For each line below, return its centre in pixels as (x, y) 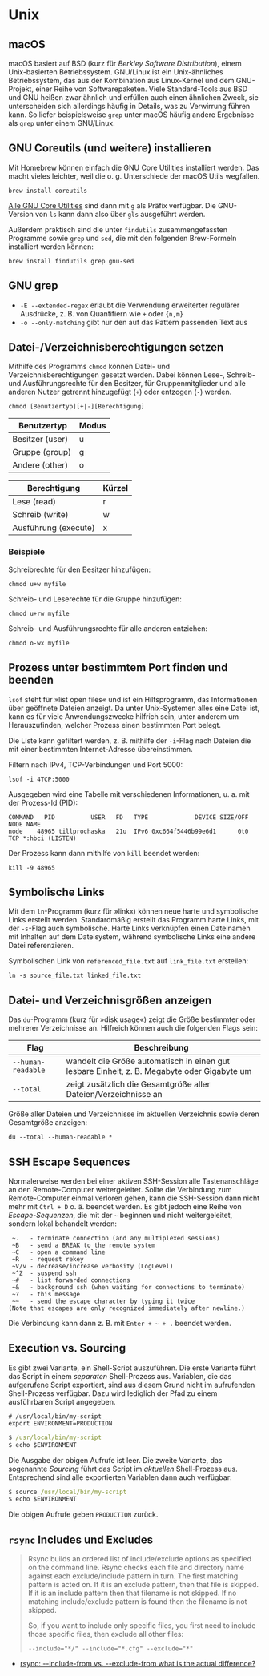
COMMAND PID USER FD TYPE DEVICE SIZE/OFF (128, 817)
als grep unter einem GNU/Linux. (62, 123)
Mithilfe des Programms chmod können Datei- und (89, 367)
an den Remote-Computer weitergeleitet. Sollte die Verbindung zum (120, 1189)
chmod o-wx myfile (39, 643)
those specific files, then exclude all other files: (106, 1634)
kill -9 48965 (32, 868)
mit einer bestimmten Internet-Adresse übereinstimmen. (101, 749)
